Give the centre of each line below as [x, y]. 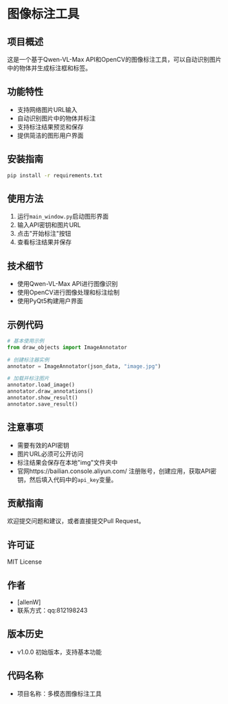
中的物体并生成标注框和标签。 [49, 68]
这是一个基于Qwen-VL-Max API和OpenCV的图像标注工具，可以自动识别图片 [114, 59]
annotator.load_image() [41, 385]
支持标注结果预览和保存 [50, 126]
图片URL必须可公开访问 [50, 454]
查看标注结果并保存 [44, 242]
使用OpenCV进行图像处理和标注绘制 [68, 292]
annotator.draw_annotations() [50, 392]
